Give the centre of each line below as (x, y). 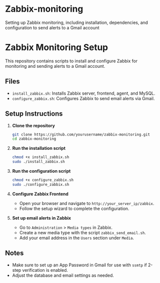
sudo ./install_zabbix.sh (38, 162)
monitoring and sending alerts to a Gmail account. (55, 66)
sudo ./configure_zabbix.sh (40, 184)
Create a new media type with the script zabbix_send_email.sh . (83, 232)
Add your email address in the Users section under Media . (77, 238)
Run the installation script (39, 148)
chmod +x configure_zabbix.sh (43, 180)
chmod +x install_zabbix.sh (40, 157)
